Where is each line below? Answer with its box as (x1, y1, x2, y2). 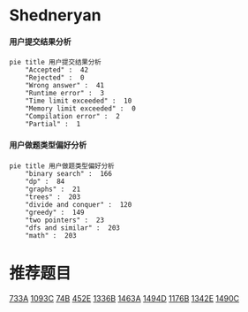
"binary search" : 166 (25, 169, 113, 178)
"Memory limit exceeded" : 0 (25, 104, 137, 113)
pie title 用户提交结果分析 (9, 58, 101, 67)
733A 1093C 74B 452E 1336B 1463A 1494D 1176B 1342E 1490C (9, 293, 240, 303)
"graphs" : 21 (25, 185, 81, 194)
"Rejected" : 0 (25, 73, 86, 82)
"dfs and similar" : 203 (25, 223, 121, 232)
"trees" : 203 (25, 192, 81, 202)
